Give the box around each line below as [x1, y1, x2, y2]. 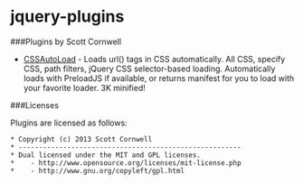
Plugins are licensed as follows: [10, 117, 128, 128]
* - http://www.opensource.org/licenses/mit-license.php [10, 158, 242, 168]
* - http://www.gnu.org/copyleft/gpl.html [10, 166, 185, 175]
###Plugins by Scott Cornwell [10, 36, 121, 47]
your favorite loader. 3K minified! [23, 82, 146, 93]
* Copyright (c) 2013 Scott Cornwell [10, 134, 153, 143]
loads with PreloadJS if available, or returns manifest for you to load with [23, 72, 295, 83]
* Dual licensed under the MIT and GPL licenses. [10, 151, 202, 160]
